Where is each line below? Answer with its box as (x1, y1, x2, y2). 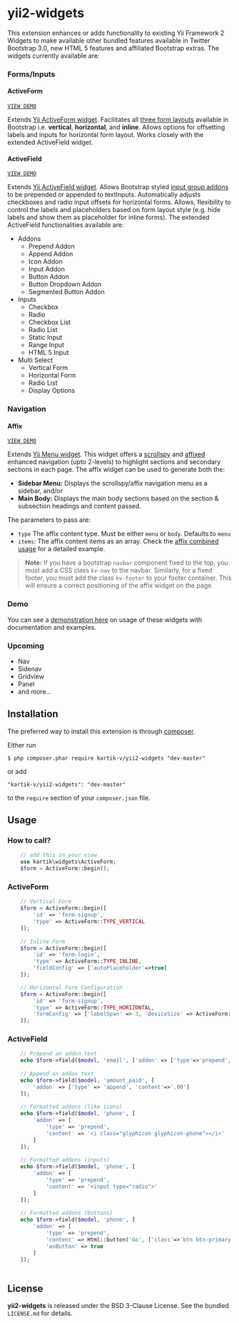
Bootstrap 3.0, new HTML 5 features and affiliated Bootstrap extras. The (7, 44, 220, 52)
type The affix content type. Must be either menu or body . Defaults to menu (17, 530, 231, 538)
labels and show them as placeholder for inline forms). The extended (7, 213, 210, 222)
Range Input (28, 341, 64, 349)
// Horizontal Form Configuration (20, 984, 123, 991)
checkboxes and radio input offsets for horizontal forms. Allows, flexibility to (7, 198, 232, 206)
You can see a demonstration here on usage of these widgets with (7, 615, 203, 624)
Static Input (28, 333, 63, 342)
